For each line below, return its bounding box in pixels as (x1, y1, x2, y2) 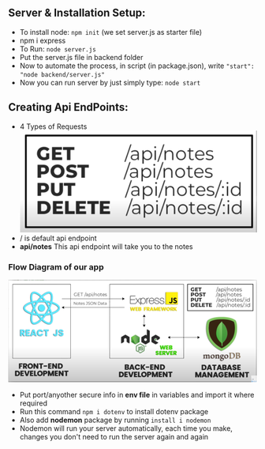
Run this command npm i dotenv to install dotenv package (19, 407, 209, 417)
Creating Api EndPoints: (8, 100, 129, 114)
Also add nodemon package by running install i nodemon (19, 415, 211, 425)
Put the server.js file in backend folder (19, 52, 144, 62)
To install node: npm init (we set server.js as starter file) (19, 27, 203, 36)
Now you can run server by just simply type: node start (19, 77, 201, 87)
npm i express (19, 36, 66, 45)
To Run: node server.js (19, 43, 96, 54)
